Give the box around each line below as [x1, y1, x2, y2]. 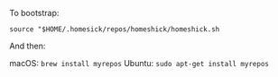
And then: [9, 40, 46, 51]
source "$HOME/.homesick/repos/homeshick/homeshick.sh [9, 25, 220, 34]
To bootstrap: [9, 8, 60, 18]
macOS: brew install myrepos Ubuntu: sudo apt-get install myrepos [9, 58, 269, 68]
